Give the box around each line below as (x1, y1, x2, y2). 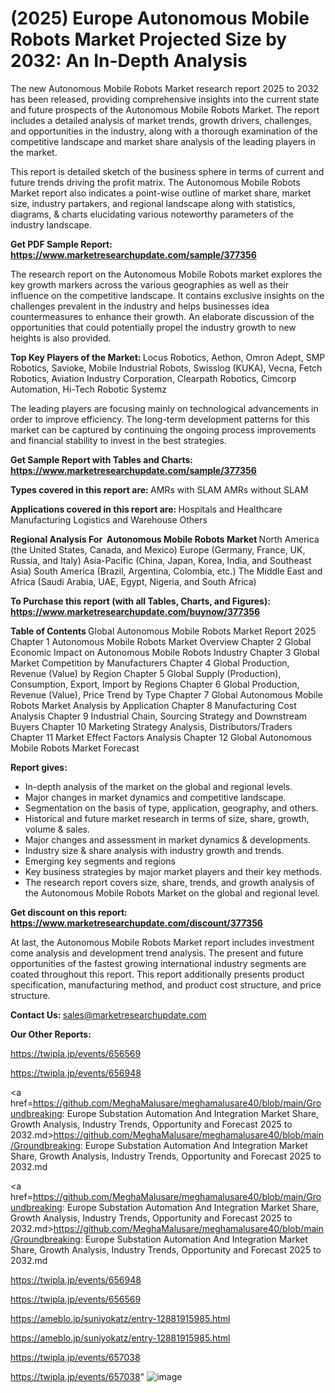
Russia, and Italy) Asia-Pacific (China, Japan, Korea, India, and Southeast (10, 554, 312, 566)
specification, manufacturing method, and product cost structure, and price (10, 978, 322, 991)
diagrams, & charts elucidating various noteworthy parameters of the (10, 208, 294, 220)
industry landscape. (10, 218, 93, 231)
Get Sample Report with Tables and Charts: (10, 453, 193, 466)
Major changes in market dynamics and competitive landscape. (24, 791, 287, 803)
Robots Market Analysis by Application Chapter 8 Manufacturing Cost (10, 699, 297, 711)
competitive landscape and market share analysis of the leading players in (10, 135, 316, 147)
